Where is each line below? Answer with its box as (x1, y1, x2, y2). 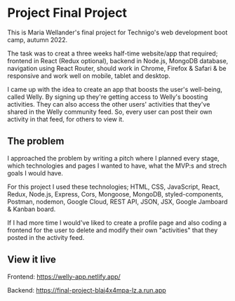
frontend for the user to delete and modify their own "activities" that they (7, 226, 218, 234)
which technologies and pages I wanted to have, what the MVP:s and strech (7, 161, 227, 170)
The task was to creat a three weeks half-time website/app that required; (7, 49, 218, 58)
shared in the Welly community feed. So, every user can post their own (7, 107, 213, 116)
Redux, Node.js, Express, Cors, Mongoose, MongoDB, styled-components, (7, 189, 224, 198)
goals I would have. (7, 168, 63, 177)
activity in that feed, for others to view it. (7, 114, 124, 123)
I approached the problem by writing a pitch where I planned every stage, (7, 154, 220, 162)
